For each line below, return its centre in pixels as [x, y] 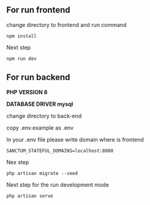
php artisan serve [30, 196]
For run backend [38, 77]
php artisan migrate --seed [42, 173]
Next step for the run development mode [58, 184]
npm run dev [21, 58]
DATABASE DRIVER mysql [40, 104]
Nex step [18, 162]
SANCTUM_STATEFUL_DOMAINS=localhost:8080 [60, 151]
